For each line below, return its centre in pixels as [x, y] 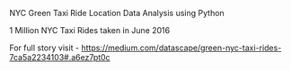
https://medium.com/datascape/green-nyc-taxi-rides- [181, 48]
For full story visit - [44, 48]
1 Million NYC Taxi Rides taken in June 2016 [90, 30]
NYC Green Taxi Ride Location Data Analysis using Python [117, 13]
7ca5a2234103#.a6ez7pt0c [60, 57]
